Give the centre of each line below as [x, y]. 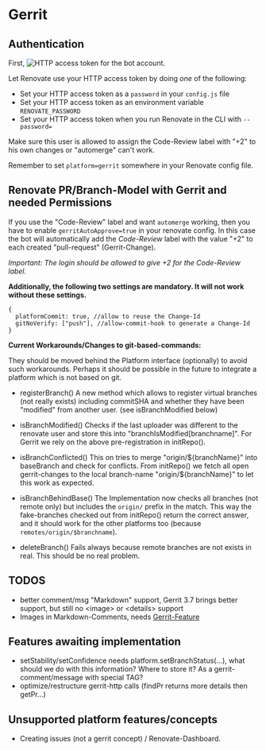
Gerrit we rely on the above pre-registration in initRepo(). [113, 442]
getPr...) [33, 695]
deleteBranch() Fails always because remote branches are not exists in [135, 547]
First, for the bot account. [87, 63]
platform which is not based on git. [65, 377]
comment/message [51, 678]
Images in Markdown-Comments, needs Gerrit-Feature [110, 617]
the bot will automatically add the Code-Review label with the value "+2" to [131, 238]
